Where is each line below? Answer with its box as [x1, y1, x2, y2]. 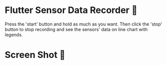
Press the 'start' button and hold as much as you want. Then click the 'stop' [5, 21, 162, 27]
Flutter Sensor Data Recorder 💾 [5, 4, 138, 16]
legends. [5, 31, 23, 37]
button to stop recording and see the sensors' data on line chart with [5, 26, 148, 32]
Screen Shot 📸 [5, 49, 66, 60]
